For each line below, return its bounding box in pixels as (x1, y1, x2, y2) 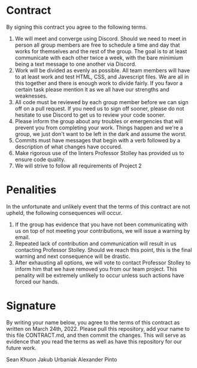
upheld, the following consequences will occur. (6, 209, 123, 216)
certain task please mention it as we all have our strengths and (14, 86, 169, 93)
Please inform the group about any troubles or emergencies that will (14, 117, 183, 124)
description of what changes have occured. (14, 143, 123, 150)
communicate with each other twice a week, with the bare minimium (14, 54, 184, 61)
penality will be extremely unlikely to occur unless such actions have (14, 272, 184, 279)
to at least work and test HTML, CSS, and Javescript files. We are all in (14, 73, 189, 80)
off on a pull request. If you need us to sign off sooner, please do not (14, 105, 184, 112)
